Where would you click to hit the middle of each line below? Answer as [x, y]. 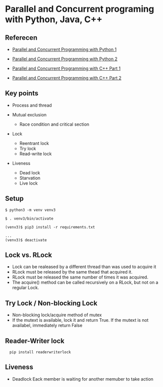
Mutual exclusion [29, 114]
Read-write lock [35, 154]
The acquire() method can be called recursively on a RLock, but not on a [85, 282]
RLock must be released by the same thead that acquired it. [72, 272]
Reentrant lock [34, 143]
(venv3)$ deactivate [26, 240]
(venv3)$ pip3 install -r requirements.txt [50, 227]
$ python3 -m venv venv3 [30, 210]
